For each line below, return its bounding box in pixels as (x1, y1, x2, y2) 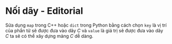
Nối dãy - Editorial (5, 5, 83, 17)
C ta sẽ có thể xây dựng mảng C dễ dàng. (5, 33, 93, 39)
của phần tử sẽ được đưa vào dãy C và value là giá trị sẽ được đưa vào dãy (5, 27, 163, 33)
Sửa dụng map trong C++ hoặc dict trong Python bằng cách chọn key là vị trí (5, 22, 167, 28)
